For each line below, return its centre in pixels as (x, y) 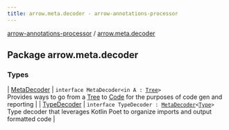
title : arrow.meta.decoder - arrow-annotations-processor (93, 13)
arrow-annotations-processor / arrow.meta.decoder (81, 33)
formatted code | (31, 119)
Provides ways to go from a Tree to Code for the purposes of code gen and (115, 97)
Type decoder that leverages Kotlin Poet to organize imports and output (110, 112)
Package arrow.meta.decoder (73, 55)
